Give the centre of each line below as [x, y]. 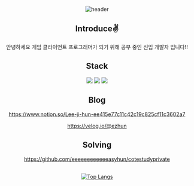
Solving [97, 144]
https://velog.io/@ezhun [97, 126]
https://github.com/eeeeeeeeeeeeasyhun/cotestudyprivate [97, 159]
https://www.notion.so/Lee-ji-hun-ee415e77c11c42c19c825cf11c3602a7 [97, 114]
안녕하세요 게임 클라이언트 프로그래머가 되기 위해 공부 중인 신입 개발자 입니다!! [97, 47]
